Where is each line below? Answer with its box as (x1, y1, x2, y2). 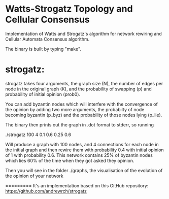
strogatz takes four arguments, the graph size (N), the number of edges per (5, 80, 163, 86)
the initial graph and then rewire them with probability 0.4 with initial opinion (5, 147, 164, 153)
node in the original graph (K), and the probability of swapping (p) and (5, 86, 152, 92)
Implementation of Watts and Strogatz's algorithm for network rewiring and (5, 30, 162, 37)
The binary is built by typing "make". (5, 46, 81, 52)
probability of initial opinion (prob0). (5, 91, 80, 97)
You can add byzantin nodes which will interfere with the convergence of (5, 101, 158, 107)
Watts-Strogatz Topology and (5, 3, 133, 15)
